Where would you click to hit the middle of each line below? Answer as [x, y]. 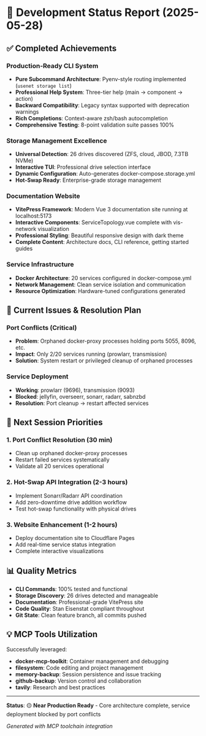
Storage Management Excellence [57, 141]
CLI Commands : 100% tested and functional [71, 589]
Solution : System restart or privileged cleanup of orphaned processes [104, 361]
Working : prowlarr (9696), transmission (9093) [75, 390]
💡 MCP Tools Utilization [52, 634]
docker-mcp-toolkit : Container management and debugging [92, 661]
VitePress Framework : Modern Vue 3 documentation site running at [101, 209]
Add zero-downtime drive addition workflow [71, 502]
